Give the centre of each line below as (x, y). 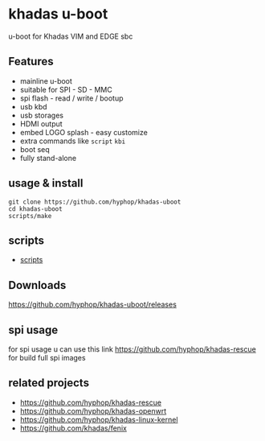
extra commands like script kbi (73, 141)
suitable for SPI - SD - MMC (66, 89)
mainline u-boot (46, 80)
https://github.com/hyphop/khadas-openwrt (93, 410)
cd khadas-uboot (35, 209)
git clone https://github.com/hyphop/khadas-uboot (95, 202)
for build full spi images (47, 358)
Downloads (37, 285)
